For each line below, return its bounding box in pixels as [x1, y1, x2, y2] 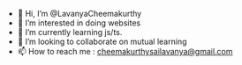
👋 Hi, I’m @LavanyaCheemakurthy [17, 9, 142, 18]
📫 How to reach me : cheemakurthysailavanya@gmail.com [17, 47, 233, 56]
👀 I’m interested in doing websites [17, 18, 141, 28]
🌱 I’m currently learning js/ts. [17, 27, 123, 37]
